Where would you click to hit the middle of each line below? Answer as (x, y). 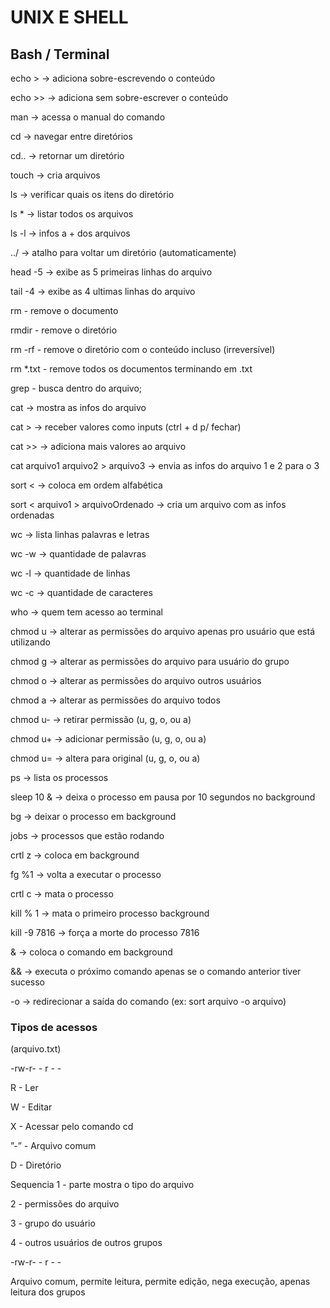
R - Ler (24, 1088)
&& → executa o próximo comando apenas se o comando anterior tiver (156, 971)
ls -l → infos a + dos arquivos (70, 233)
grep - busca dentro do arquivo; (76, 388)
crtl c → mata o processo (62, 894)
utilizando (30, 642)
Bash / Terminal (60, 54)
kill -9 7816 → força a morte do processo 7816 (105, 932)
